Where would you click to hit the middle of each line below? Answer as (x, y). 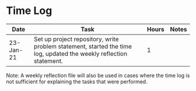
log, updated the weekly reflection (80, 54)
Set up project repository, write (76, 39)
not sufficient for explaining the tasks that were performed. (77, 81)
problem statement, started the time (83, 46)
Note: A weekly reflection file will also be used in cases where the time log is (98, 75)
